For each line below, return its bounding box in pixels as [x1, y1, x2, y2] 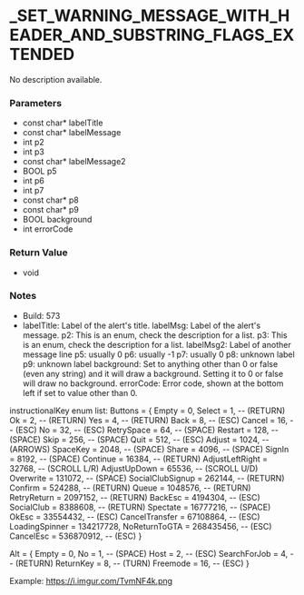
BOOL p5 [22, 165, 57, 177]
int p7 [22, 185, 44, 196]
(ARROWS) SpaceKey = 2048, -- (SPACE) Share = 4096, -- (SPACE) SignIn [9, 443, 289, 454]
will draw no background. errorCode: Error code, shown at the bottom [22, 378, 284, 389]
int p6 [22, 175, 45, 186]
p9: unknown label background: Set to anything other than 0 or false [22, 358, 279, 369]
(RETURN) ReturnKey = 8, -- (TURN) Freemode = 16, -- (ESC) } [15, 558, 250, 569]
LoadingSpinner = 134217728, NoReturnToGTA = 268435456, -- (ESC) [9, 521, 272, 531]
